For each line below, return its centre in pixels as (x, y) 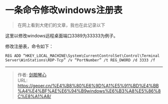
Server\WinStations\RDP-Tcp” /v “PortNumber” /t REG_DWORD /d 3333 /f (80, 60)
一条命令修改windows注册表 (64, 10)
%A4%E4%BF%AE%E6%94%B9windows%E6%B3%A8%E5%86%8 (89, 91)
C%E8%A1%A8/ (34, 96)
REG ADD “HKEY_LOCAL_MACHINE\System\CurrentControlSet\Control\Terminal (82, 55)
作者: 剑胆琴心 (32, 74)
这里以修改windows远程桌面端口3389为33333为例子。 (62, 35)
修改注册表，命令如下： (29, 46)
